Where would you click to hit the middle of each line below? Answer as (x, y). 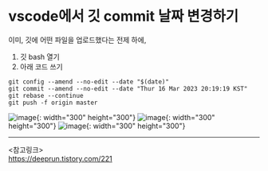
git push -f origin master (53, 103)
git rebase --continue (46, 95)
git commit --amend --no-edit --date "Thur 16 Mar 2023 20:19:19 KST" (128, 88)
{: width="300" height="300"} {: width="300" (126, 117)
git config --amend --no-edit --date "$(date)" (89, 82)
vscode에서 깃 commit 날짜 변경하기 (124, 16)
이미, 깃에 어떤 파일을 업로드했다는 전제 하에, (77, 40)
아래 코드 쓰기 (41, 66)
